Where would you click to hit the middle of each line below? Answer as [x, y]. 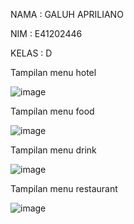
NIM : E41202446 [46, 33]
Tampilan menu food [52, 111]
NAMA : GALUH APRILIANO [67, 14]
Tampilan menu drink [53, 150]
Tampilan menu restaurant [64, 188]
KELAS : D [31, 53]
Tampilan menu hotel [53, 72]
